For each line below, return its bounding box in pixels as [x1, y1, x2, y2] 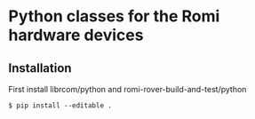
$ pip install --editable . [8, 101, 113, 110]
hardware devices [8, 25, 144, 45]
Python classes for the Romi [8, 6, 220, 27]
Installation [8, 60, 72, 75]
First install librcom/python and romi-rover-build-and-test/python [8, 84, 247, 94]
